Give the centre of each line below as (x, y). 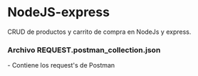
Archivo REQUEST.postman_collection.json (84, 50)
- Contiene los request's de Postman (61, 65)
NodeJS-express (59, 12)
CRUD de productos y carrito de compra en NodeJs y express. (99, 32)
